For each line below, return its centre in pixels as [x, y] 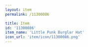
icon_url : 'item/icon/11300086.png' [43, 37]
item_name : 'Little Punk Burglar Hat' [45, 33]
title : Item [17, 23]
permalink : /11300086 [27, 14]
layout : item [18, 10]
